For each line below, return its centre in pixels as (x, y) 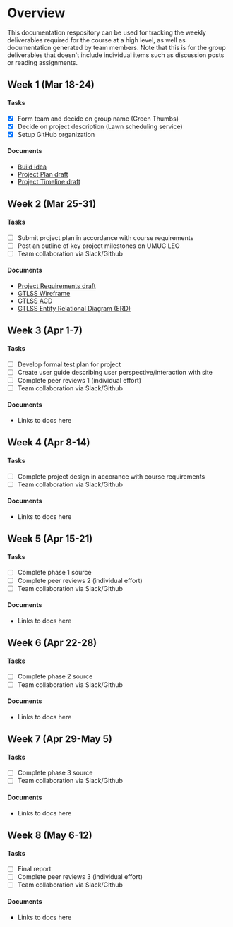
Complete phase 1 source (54, 573)
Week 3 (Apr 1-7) (45, 331)
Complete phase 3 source (55, 773)
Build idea (32, 167)
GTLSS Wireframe (44, 293)
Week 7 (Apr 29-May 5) (60, 739)
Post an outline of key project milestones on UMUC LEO (98, 246)
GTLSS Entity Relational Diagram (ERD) (74, 308)
